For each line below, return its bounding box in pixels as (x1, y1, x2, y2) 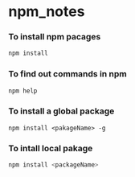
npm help (8, 87, 38, 95)
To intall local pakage (8, 142, 93, 154)
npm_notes (8, 2, 85, 21)
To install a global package (8, 105, 115, 117)
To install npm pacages (8, 31, 101, 43)
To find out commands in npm (8, 68, 127, 80)
